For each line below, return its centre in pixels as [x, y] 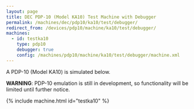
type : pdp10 [31, 45]
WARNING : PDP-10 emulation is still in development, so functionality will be [97, 83]
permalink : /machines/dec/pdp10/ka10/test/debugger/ [72, 22]
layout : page [22, 11]
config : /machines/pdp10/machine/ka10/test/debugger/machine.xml [98, 55]
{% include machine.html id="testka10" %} [58, 101]
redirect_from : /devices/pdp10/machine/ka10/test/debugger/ [81, 28]
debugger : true [35, 50]
